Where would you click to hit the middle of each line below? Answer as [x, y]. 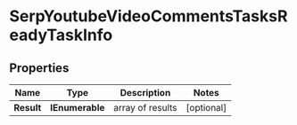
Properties [39, 68]
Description [145, 93]
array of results [145, 108]
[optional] [206, 108]
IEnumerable [78, 108]
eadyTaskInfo [61, 35]
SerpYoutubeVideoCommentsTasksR [148, 16]
